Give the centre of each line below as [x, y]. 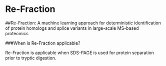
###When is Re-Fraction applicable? [43, 43]
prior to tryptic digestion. [31, 58]
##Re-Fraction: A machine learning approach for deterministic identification [83, 23]
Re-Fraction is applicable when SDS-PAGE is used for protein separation [79, 53]
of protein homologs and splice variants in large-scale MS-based [72, 28]
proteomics [17, 33]
